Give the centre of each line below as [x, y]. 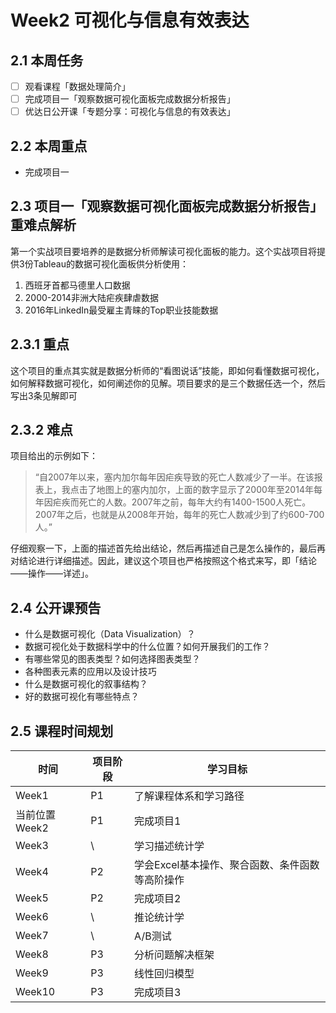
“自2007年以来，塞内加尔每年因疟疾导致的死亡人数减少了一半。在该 [174, 477]
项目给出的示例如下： [54, 456]
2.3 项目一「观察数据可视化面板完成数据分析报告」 [167, 206]
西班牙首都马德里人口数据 [77, 285]
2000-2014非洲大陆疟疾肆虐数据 [91, 297]
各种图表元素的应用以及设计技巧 [90, 672]
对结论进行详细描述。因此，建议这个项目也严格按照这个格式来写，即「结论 [163, 561]
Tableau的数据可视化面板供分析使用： [111, 263]
